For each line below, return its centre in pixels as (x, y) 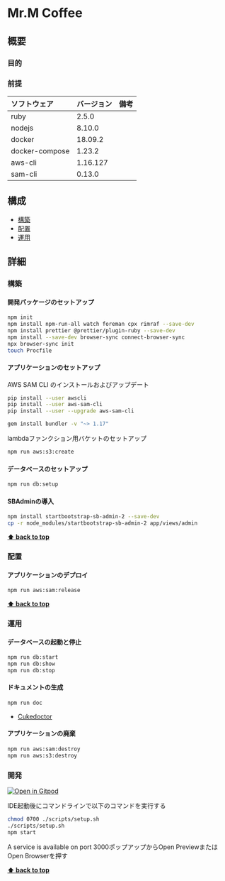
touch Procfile (30, 350)
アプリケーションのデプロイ (48, 575)
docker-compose (40, 151)
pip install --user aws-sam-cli (55, 405)
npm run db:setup (33, 484)
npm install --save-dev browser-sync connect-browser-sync (96, 337)
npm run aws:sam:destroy (44, 749)
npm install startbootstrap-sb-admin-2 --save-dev (83, 517)
